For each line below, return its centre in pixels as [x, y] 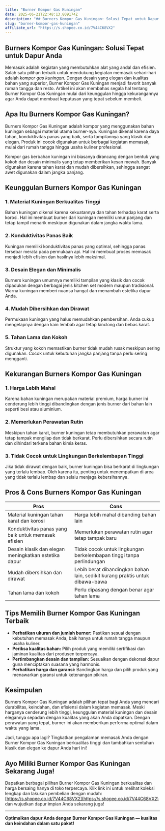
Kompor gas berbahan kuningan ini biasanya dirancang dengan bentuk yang [82, 156]
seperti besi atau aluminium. [34, 409]
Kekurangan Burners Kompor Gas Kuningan [73, 374]
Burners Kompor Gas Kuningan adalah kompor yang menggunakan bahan [80, 126]
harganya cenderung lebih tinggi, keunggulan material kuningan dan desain [81, 712]
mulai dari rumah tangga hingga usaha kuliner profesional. [64, 147]
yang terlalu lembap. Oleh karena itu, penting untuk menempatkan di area [79, 472]
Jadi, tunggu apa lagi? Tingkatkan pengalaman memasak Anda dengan [77, 738]
